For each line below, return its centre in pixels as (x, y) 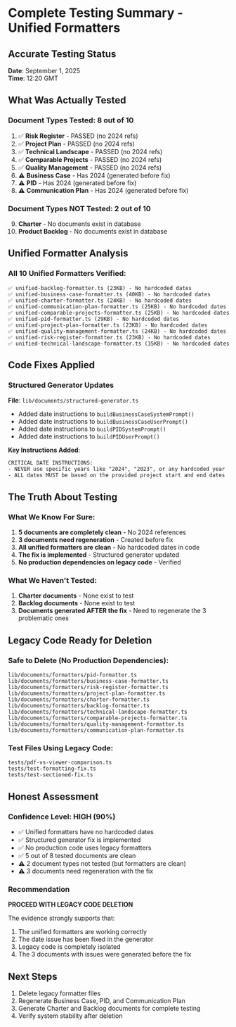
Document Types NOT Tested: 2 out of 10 (80, 208)
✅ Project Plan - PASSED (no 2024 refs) (77, 144)
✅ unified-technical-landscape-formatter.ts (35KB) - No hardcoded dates (119, 344)
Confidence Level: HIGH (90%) (62, 817)
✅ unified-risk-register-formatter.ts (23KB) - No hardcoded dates (110, 337)
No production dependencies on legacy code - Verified (99, 562)
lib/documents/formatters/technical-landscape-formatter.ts (98, 712)
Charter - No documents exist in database (79, 224)
